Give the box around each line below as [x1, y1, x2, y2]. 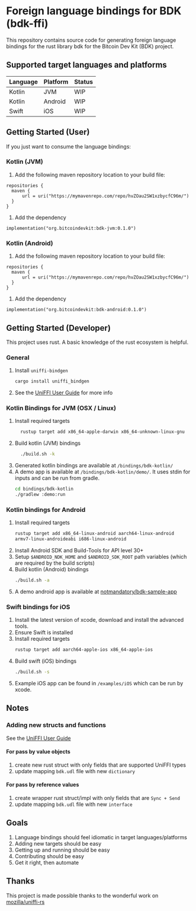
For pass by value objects [6, 748, 71, 755]
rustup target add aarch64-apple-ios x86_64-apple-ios [14, 647, 153, 653]
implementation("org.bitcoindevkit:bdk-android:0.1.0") [6, 307, 147, 313]
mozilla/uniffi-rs [6, 898, 45, 905]
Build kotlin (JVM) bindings [14, 439, 81, 447]
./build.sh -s [14, 669, 50, 675]
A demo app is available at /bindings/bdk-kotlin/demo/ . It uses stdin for [14, 468, 191, 476]
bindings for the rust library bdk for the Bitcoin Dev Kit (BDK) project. [6, 43, 174, 50]
